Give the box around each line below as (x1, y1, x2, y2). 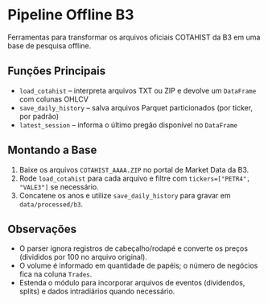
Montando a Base (7, 144, 97, 157)
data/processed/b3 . (19, 199, 84, 209)
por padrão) (19, 111, 60, 121)
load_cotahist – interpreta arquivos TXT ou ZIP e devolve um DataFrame (19, 85, 257, 95)
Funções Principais (7, 65, 106, 78)
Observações (7, 222, 77, 235)
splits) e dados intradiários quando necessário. (19, 286, 175, 296)
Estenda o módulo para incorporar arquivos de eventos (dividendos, (19, 278, 245, 288)
